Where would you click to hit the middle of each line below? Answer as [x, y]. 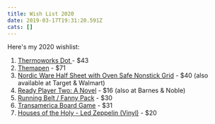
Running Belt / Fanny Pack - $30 [65, 98]
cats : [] [20, 27]
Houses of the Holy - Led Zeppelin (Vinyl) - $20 [87, 113]
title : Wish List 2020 [41, 14]
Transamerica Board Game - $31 [65, 106]
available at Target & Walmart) [61, 83]
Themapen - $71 [41, 68]
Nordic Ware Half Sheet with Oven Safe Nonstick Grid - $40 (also [113, 75]
